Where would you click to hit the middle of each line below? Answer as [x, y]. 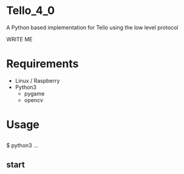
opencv [34, 100]
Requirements [43, 64]
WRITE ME [20, 39]
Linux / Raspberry [37, 80]
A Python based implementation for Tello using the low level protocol [92, 27]
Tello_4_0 [31, 11]
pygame [34, 93]
